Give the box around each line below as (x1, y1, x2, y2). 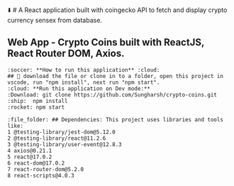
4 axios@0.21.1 (7, 147, 52, 154)
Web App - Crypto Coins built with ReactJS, (7, 36, 204, 48)
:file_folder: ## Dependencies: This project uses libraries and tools (7, 116, 223, 123)
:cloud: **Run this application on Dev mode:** (7, 84, 151, 92)
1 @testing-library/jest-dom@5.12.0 (7, 128, 116, 136)
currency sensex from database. (7, 16, 103, 24)
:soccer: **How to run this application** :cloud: (7, 66, 160, 73)
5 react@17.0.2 (7, 153, 52, 160)
